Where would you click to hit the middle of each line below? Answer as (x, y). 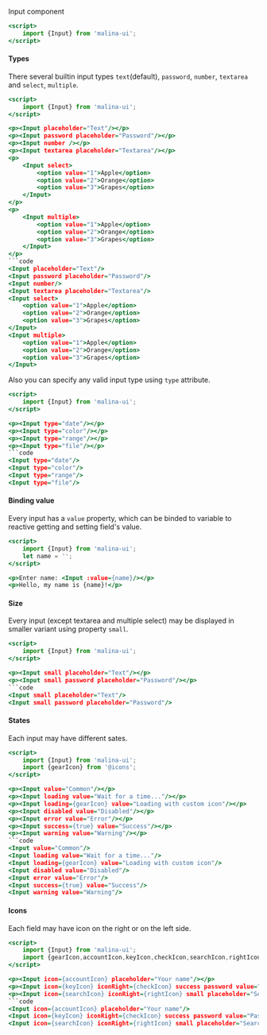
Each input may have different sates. (68, 738)
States (19, 720)
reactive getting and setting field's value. (75, 527)
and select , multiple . (43, 85)
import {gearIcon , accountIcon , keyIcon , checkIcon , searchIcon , (126, 958)
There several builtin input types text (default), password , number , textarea (128, 76)
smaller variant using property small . (68, 629)
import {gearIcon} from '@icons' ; (79, 767)
